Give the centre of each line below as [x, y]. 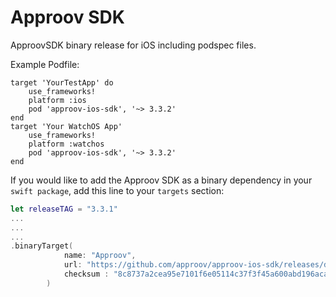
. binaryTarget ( [42, 246]
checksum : [86, 274]
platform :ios [57, 100]
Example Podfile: [45, 64]
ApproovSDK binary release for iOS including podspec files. [133, 45]
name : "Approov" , [100, 256]
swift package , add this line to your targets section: [117, 190]
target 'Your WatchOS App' [66, 126]
